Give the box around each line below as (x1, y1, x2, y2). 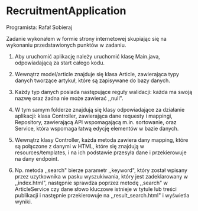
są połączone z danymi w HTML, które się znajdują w (14, 142, 145, 150)
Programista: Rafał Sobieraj (6, 24, 73, 31)
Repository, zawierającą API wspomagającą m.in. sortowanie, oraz (14, 118, 177, 125)
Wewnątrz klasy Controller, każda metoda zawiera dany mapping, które (14, 136, 189, 143)
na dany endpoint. (14, 155, 59, 162)
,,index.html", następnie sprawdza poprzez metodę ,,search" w (14, 179, 168, 186)
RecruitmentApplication (6, 4, 126, 18)
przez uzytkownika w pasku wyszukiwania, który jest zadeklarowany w (14, 173, 188, 180)
